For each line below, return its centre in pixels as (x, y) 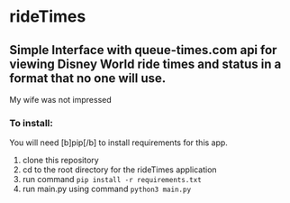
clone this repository (60, 161)
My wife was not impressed (61, 100)
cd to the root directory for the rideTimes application (120, 170)
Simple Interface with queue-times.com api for (143, 50)
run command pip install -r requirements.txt (112, 180)
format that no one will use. (88, 78)
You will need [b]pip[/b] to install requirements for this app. (118, 143)
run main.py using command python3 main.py (107, 189)
